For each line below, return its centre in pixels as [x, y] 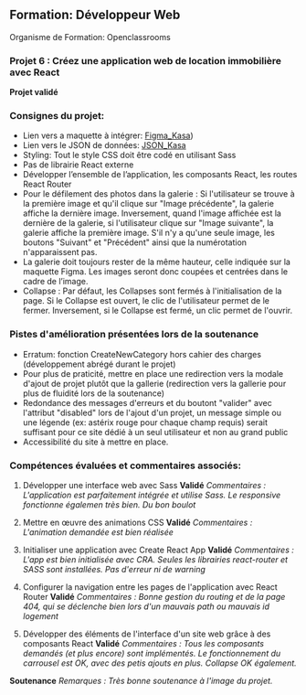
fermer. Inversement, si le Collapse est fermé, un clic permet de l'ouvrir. [158, 311]
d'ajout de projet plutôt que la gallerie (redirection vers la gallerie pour [154, 383]
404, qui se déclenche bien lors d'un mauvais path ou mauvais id [146, 606]
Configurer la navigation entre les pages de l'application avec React [150, 587]
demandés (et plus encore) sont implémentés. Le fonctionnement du [152, 653]
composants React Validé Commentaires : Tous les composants [143, 643]
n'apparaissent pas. [60, 252]
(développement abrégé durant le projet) [99, 364]
